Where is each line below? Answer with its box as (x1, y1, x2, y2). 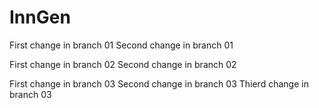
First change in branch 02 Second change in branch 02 (9, 58, 237, 70)
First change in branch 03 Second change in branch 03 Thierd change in (9, 77, 309, 90)
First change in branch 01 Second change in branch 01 (9, 39, 234, 51)
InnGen (9, 6, 71, 29)
